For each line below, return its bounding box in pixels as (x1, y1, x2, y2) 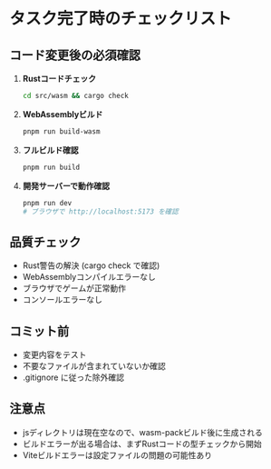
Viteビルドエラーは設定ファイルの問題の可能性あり (22, 449, 213, 460)
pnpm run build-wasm (22, 126, 101, 136)
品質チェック (9, 234, 82, 250)
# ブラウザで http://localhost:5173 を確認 (22, 206, 179, 216)
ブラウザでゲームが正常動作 (22, 283, 127, 294)
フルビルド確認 (22, 145, 79, 155)
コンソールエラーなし (22, 294, 102, 305)
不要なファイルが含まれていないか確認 (22, 361, 166, 371)
